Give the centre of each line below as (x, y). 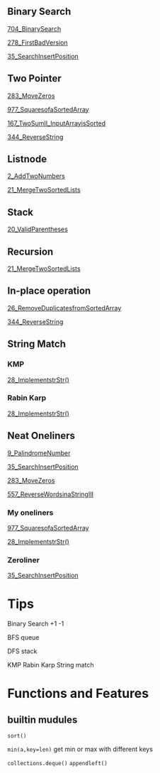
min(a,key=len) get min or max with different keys (80, 749)
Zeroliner (24, 560)
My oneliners (30, 512)
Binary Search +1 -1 (36, 624)
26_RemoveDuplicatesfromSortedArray (64, 308)
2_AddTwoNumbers (36, 176)
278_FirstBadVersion (38, 43)
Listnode (27, 159)
